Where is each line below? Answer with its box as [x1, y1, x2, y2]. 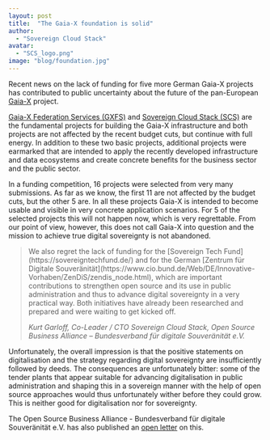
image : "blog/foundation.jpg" [8, 57, 111, 66]
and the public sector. [8, 163, 81, 173]
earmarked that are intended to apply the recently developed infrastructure [8, 146, 259, 156]
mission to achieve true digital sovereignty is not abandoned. [8, 231, 212, 240]
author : [8, 27, 35, 35]
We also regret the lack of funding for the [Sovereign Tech [27, 246, 222, 256]
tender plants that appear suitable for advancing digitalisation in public [8, 372, 243, 382]
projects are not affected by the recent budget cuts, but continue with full [8, 129, 253, 138]
